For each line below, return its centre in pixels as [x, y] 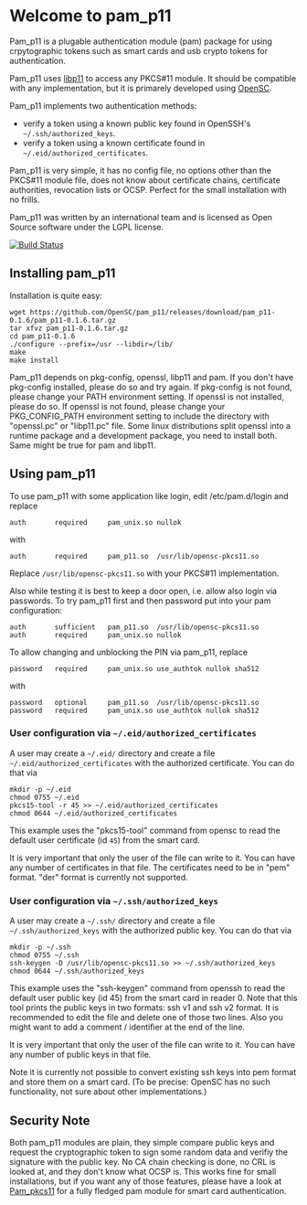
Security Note [50, 1120]
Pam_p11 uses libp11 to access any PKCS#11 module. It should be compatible [153, 78]
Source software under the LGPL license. [87, 227]
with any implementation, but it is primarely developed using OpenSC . [141, 88]
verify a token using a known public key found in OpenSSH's [137, 123]
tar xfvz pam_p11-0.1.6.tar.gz [69, 328]
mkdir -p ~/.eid [40, 789]
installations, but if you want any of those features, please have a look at [146, 1181]
